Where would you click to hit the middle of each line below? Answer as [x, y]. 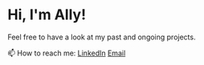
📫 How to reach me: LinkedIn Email [67, 53]
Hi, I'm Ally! [47, 15]
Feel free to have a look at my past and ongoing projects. [102, 37]
